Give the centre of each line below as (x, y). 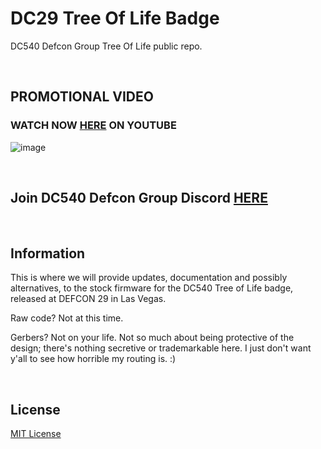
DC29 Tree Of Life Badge (115, 18)
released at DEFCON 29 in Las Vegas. (88, 299)
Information (48, 253)
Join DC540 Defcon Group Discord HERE (139, 198)
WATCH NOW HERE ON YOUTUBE (93, 125)
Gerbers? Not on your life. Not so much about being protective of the (152, 338)
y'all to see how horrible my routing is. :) (93, 359)
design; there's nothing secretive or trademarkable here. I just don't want (161, 348)
